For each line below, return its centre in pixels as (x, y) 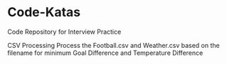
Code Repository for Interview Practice (64, 32)
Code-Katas (44, 12)
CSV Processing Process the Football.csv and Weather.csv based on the (114, 45)
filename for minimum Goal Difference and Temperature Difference (105, 53)
